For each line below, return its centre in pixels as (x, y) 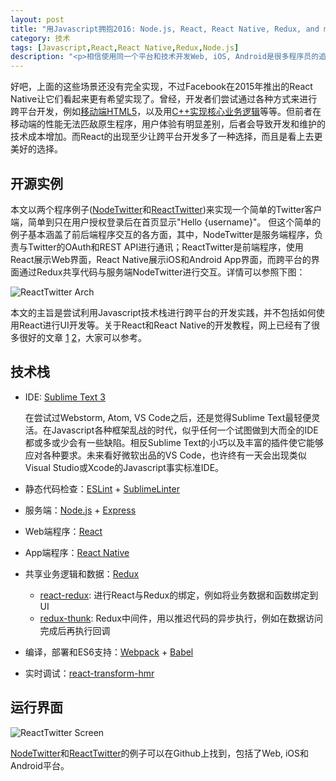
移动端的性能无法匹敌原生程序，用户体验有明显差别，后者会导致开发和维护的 (168, 124)
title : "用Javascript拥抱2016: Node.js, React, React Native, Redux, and (165, 29)
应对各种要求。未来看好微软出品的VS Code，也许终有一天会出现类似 (165, 455)
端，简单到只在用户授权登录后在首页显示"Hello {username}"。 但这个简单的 (166, 222)
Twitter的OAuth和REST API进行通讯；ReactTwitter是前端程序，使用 (165, 247)
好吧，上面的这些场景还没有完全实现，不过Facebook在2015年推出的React (161, 87)
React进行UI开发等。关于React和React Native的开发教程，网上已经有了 (165, 325)
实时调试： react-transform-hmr (89, 673)
